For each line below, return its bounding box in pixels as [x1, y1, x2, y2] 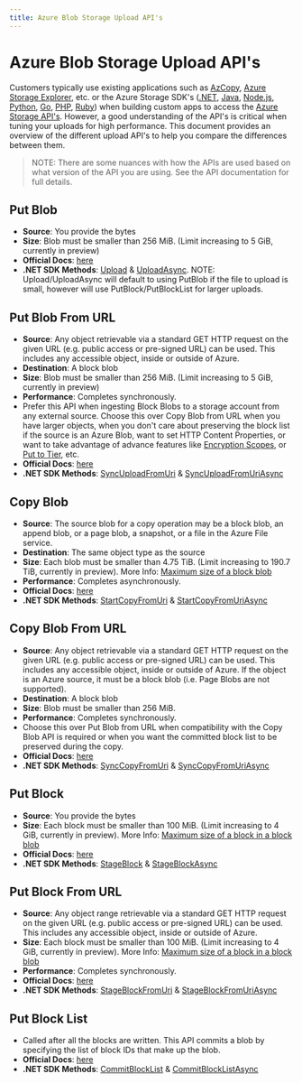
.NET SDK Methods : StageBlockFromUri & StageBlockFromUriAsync [22, 985, 278, 995]
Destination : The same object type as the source [22, 547, 206, 558]
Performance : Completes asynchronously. [22, 576, 182, 587]
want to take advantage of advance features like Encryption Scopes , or [22, 440, 287, 450]
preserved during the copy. [22, 741, 124, 752]
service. [22, 538, 53, 548]
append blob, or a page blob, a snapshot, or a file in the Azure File [22, 528, 269, 538]
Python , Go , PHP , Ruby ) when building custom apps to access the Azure [9, 101, 279, 112]
